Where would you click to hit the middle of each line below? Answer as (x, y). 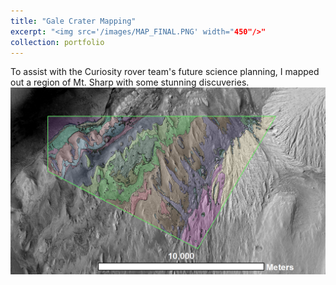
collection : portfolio (57, 42)
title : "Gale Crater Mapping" (73, 21)
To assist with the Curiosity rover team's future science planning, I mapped (165, 72)
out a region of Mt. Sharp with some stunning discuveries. (130, 82)
